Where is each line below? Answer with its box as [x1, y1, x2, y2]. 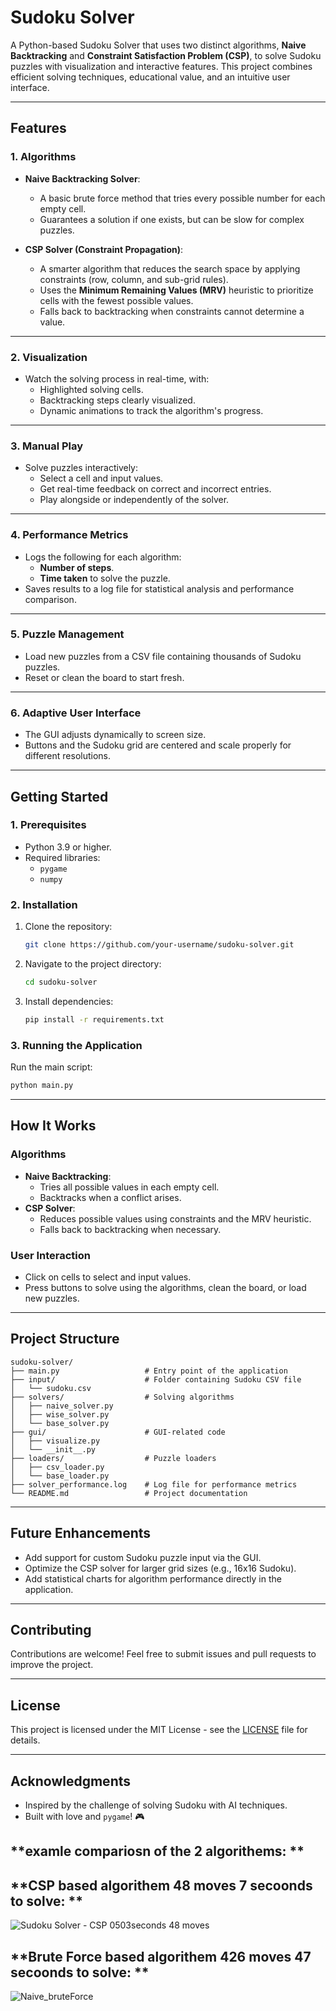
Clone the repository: [24, 921, 113, 933]
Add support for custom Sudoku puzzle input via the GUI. [24, 1551, 262, 1563]
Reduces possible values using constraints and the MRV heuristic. [39, 1212, 312, 1225]
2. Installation [10, 897, 78, 911]
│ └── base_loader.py [10, 1471, 110, 1481]
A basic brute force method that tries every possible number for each [39, 192, 326, 204]
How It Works [10, 1117, 97, 1135]
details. [10, 1734, 41, 1746]
